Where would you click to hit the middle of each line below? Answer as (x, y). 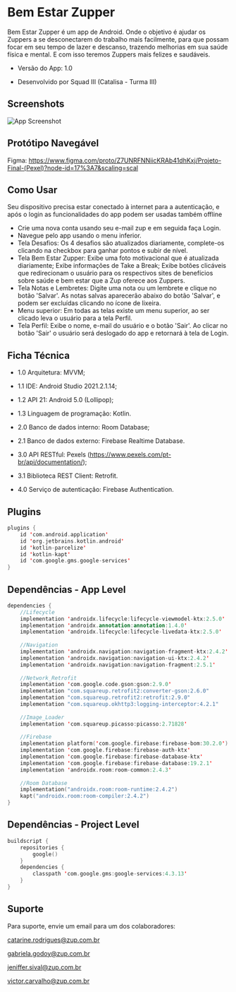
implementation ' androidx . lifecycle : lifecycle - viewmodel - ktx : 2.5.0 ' (123, 619)
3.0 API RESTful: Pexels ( (54, 455)
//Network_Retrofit (49, 678)
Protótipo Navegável (53, 143)
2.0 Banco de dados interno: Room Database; (83, 427)
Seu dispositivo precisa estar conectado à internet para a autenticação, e (113, 207)
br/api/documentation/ (50, 462)
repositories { (42, 848)
